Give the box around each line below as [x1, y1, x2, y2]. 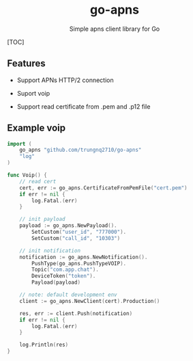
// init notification [19, 247, 80, 254]
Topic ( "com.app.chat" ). [31, 266, 99, 273]
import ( [7, 140, 32, 147]
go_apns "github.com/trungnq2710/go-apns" [19, 146, 142, 154]
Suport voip [16, 89, 50, 97]
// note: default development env [19, 291, 117, 299]
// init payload [19, 216, 66, 223]
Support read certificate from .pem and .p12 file [16, 102, 151, 111]
